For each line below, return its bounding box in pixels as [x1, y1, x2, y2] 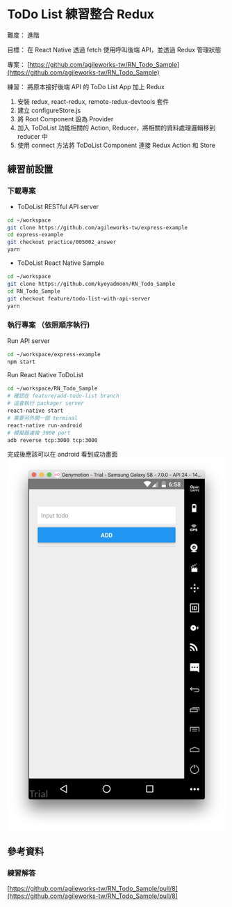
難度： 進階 [7, 31, 40, 39]
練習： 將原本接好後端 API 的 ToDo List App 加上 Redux [7, 82, 165, 91]
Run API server [7, 336, 50, 345]
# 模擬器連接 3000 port [7, 429, 71, 436]
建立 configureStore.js [17, 106, 81, 114]
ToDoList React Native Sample [17, 259, 104, 267]
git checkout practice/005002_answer [7, 238, 117, 246]
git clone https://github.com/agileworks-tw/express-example [7, 224, 188, 231]
